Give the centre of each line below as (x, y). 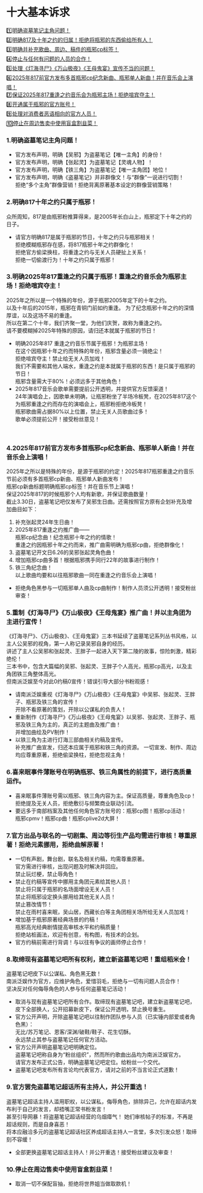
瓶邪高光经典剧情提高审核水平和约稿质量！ (68, 927)
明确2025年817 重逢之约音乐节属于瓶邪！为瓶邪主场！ (82, 343)
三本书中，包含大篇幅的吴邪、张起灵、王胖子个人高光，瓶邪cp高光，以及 (97, 666)
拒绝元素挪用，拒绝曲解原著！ (62, 844)
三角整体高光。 (40, 674)
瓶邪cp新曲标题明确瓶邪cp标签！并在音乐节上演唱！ (71, 487)
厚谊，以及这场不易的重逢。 (41, 315)
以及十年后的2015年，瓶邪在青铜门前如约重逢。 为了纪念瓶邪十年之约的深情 (100, 308)
